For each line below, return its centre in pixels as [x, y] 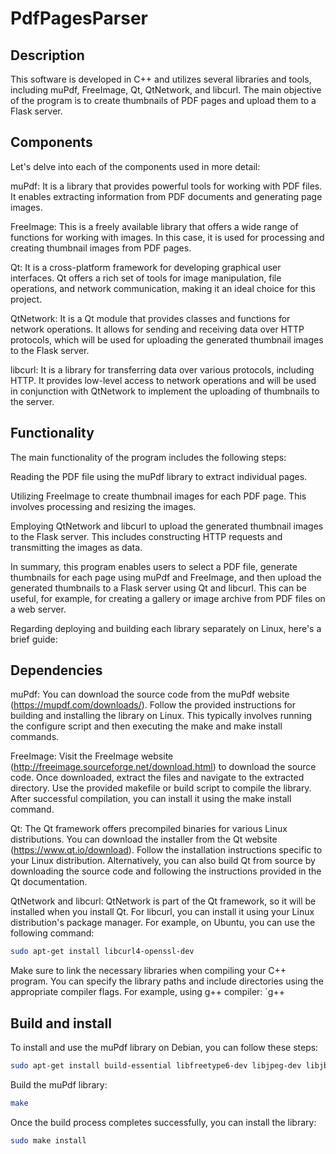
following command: [52, 933]
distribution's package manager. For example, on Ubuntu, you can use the [163, 923]
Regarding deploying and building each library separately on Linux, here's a [166, 628]
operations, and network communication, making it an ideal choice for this [163, 288]
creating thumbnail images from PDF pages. [101, 248]
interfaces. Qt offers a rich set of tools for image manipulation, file [146, 278]
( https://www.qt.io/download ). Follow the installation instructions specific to [166, 850]
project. [26, 299]
